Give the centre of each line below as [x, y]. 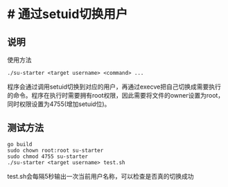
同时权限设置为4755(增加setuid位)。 [59, 104]
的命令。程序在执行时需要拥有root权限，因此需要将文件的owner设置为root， [116, 95]
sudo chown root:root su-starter [55, 150]
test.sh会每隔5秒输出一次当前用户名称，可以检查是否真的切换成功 [100, 176]
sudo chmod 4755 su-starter [48, 157]
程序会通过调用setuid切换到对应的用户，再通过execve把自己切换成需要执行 [114, 87]
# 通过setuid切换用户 [68, 14]
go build [20, 144]
